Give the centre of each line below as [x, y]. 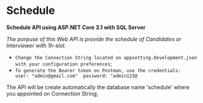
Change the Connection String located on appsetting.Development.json [106, 58]
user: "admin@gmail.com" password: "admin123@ [76, 76]
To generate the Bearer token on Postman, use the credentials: [98, 70]
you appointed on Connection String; [52, 93]
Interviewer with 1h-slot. [36, 45]
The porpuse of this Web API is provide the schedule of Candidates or [94, 39]
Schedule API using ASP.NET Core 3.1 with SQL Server [76, 27]
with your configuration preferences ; [63, 64]
